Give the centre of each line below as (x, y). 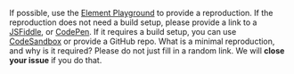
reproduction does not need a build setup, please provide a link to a (133, 22)
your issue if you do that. (56, 60)
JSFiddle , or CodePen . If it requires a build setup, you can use (123, 32)
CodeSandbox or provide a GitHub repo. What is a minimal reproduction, (142, 41)
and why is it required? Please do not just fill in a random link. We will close (147, 51)
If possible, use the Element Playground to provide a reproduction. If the (141, 13)
